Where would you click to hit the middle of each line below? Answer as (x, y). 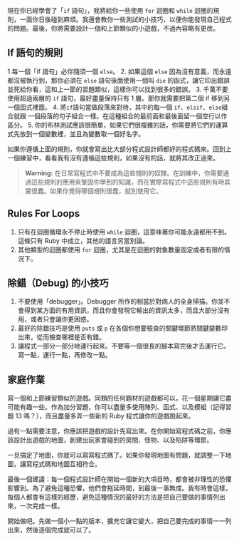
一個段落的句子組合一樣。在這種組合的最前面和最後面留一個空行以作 (127, 115)
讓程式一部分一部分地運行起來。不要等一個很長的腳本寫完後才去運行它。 (123, 346)
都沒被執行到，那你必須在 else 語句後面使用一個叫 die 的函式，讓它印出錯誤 (118, 80)
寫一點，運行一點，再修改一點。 (64, 355)
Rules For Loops (44, 213)
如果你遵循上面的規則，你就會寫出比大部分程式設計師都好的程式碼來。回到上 (119, 149)
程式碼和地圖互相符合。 (66, 464)
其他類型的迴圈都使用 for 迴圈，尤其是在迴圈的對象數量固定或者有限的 (121, 249)
